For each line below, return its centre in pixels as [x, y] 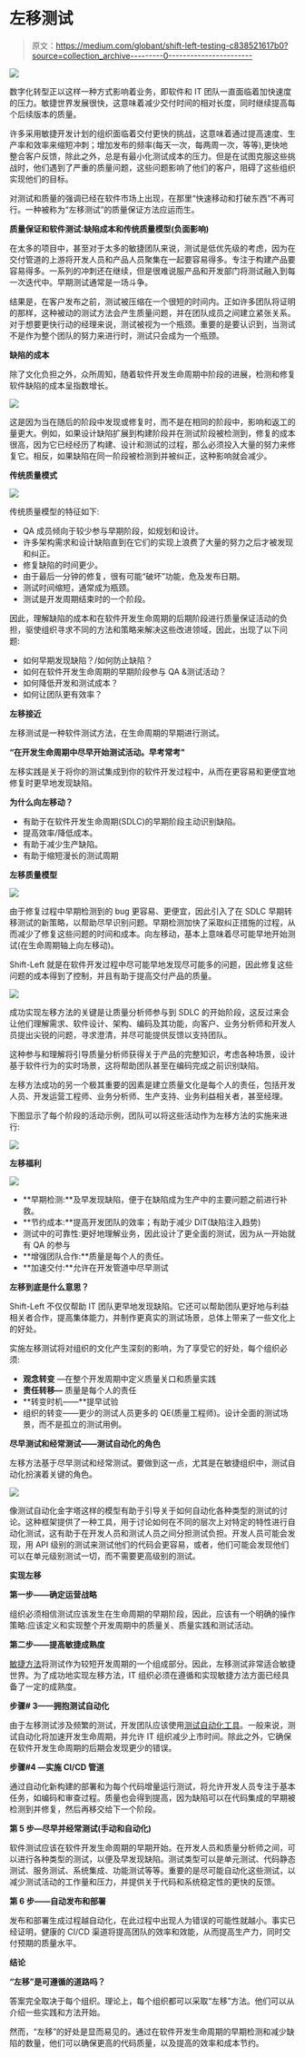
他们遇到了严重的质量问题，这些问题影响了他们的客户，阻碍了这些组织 [164, 167]
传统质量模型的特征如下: [54, 511]
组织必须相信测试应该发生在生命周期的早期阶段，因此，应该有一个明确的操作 [152, 1614]
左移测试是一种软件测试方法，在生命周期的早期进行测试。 [117, 733]
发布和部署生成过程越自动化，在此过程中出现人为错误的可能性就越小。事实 [148, 1920]
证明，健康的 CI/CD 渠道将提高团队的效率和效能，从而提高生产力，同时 [150, 1932]
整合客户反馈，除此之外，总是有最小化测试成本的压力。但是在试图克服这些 [148, 156]
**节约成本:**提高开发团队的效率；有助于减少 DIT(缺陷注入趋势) [142, 1221]
